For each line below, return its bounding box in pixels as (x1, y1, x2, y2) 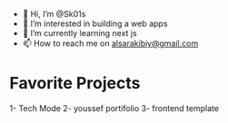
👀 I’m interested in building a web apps (22, 18, 168, 29)
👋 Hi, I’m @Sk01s (22, 9, 86, 19)
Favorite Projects (9, 73, 141, 94)
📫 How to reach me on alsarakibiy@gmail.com (22, 38, 199, 49)
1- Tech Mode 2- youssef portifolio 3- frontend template (9, 102, 220, 113)
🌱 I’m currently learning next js (22, 28, 138, 38)
